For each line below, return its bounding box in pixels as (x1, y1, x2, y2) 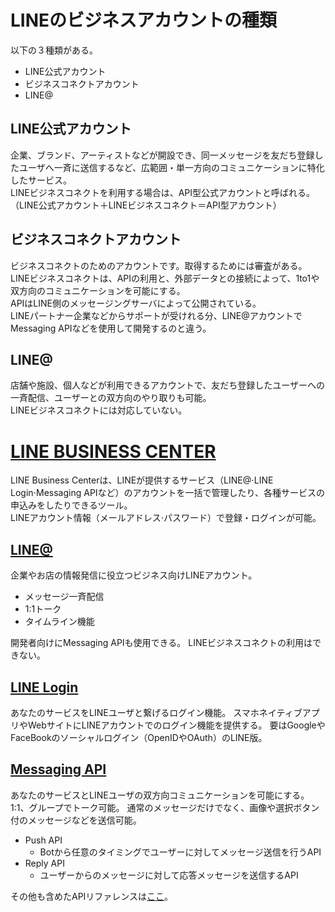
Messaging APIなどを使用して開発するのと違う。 (10, 322, 212, 334)
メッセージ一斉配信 (24, 591, 105, 603)
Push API (24, 834, 63, 846)
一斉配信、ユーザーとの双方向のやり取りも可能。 (10, 392, 212, 404)
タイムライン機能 (24, 616, 95, 628)
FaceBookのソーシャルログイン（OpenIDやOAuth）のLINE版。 (10, 731, 268, 743)
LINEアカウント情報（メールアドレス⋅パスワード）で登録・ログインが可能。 (10, 512, 322, 524)
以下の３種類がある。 (10, 44, 98, 56)
